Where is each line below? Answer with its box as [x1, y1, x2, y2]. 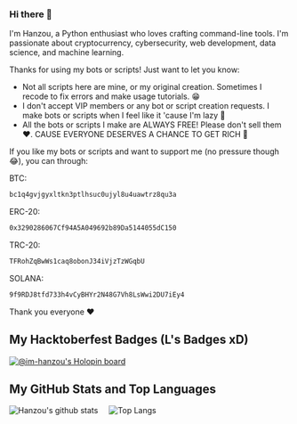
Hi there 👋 [9, 8, 53, 20]
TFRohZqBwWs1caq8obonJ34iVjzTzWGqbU [9, 257, 145, 266]
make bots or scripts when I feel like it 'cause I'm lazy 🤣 [21, 110, 226, 121]
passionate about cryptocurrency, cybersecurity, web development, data [9, 37, 277, 48]
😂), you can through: [9, 156, 89, 167]
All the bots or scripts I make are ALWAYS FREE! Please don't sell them [21, 119, 282, 130]
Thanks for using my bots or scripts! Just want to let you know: [9, 64, 240, 75]
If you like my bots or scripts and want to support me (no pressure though [9, 146, 280, 157]
